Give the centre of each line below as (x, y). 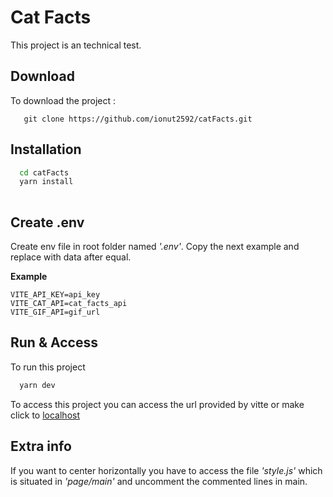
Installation (46, 149)
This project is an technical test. (76, 45)
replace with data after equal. (71, 257)
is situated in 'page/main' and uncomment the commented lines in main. (159, 481)
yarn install (46, 182)
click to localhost (45, 415)
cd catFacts (44, 172)
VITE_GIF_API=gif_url (55, 312)
